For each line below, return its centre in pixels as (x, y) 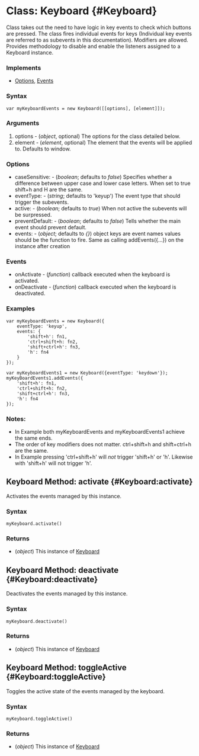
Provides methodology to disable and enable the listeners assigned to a (93, 46)
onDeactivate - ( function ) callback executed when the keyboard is (95, 287)
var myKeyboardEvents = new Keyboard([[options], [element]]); (86, 108)
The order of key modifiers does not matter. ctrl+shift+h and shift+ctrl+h (103, 444)
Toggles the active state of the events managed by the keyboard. (85, 691)
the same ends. (33, 438)
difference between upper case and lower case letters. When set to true (102, 183)
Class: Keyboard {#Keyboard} (82, 11)
